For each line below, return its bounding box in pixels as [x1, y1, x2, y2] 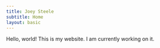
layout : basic [6, 19, 41, 25]
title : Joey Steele [6, 8, 54, 15]
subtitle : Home [6, 14, 44, 20]
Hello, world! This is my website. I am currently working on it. [6, 36, 155, 43]
